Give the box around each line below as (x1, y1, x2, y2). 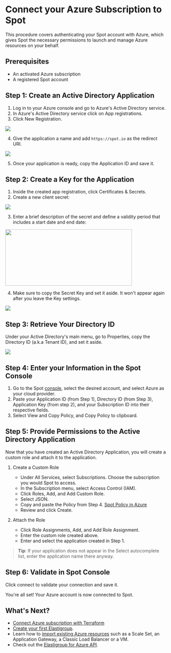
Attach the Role (12, 517, 46, 523)
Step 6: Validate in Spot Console (5, 568, 110, 577)
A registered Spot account (12, 76, 69, 83)
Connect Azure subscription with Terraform (12, 620, 105, 626)
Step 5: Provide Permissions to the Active (5, 427, 140, 436)
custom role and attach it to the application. (5, 454, 97, 460)
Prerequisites (5, 57, 49, 66)
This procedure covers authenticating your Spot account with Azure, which (5, 31, 164, 37)
